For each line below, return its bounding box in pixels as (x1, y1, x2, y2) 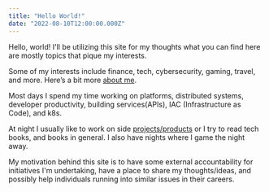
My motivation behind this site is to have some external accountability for (8, 156, 254, 167)
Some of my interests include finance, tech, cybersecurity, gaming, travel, (8, 66, 256, 76)
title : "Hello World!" (8, 11, 85, 20)
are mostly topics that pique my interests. (8, 50, 147, 60)
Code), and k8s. (8, 107, 63, 118)
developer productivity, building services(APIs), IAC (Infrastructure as (8, 99, 241, 109)
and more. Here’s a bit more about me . (8, 75, 137, 85)
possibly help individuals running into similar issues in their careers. (8, 174, 235, 184)
